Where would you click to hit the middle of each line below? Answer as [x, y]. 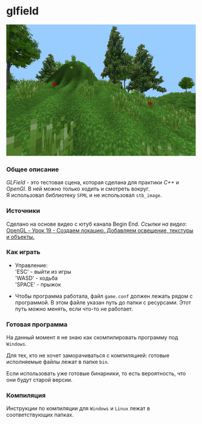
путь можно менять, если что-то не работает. [74, 309]
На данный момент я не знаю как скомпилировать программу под [92, 338]
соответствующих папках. [40, 415]
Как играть [23, 252]
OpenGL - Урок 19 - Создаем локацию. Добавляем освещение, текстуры [100, 230]
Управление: [31, 265]
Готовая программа [37, 324]
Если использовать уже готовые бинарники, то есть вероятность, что [96, 374]
